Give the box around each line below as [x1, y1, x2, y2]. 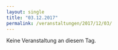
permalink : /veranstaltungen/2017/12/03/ [6, 20, 113, 26]
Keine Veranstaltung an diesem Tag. [6, 37, 96, 45]
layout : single [6, 9, 45, 15]
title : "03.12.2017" [6, 15, 59, 21]
